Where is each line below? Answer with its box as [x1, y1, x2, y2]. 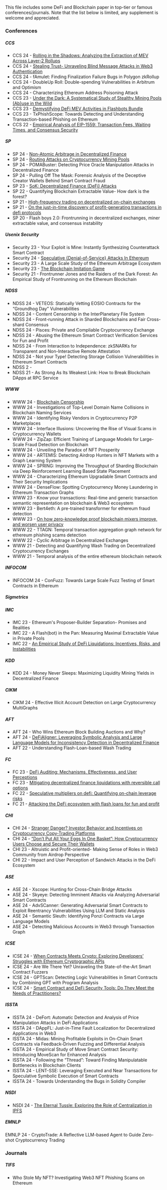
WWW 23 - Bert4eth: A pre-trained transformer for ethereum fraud [12, 505, 151, 511]
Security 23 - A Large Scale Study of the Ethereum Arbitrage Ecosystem [12, 260, 161, 266]
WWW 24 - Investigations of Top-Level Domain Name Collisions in [12, 404, 149, 410]
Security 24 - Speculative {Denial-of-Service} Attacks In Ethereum [12, 255, 149, 261]
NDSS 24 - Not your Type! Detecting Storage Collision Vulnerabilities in [12, 353, 159, 360]
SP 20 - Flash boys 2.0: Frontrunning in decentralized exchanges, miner [12, 215, 161, 221]
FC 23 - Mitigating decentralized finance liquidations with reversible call [12, 779, 161, 785]
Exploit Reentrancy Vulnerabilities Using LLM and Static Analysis [12, 908, 145, 914]
